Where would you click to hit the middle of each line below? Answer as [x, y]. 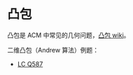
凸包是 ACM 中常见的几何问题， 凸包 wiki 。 [69, 35]
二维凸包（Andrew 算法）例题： [53, 50]
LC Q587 [30, 64]
